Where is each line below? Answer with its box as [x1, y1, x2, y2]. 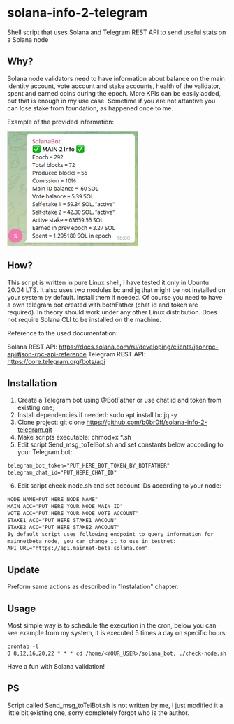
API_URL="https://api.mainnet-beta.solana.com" [7, 545, 149, 552]
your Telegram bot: [17, 448, 73, 456]
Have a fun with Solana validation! [7, 663, 105, 670]
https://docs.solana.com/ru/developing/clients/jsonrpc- [59, 342, 219, 351]
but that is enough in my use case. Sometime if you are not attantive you [7, 96, 216, 105]
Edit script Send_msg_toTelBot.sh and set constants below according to [17, 440, 224, 449]
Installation [7, 377, 57, 389]
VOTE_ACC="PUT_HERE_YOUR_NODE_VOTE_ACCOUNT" [7, 510, 139, 517]
